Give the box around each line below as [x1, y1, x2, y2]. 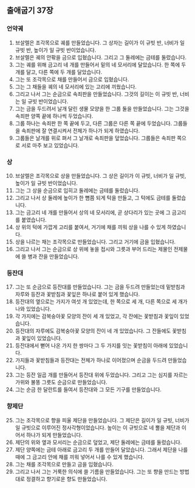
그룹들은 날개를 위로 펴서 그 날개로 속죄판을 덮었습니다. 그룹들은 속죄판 [15, 134, 176, 141]
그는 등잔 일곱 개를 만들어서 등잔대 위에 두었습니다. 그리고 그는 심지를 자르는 [15, 371, 189, 378]
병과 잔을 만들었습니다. [27, 253, 79, 260]
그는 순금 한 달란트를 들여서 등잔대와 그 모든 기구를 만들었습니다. [15, 386, 162, 393]
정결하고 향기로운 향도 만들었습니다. [26, 475, 107, 482]
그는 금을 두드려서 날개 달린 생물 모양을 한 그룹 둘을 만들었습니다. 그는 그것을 [15, 105, 190, 112]
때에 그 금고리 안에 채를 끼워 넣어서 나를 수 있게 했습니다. [15, 453, 145, 460]
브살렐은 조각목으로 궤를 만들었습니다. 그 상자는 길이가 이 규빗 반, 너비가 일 [15, 39, 185, 46]
